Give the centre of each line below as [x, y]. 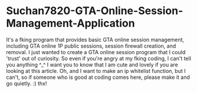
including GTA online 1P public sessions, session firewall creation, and [91, 46]
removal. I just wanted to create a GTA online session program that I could [96, 52]
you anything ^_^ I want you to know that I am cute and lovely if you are [92, 64]
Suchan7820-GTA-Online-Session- [95, 11]
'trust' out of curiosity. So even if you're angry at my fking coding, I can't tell [99, 58]
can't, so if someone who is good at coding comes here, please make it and [98, 77]
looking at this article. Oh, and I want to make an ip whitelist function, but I [96, 71]
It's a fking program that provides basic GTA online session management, [95, 39]
